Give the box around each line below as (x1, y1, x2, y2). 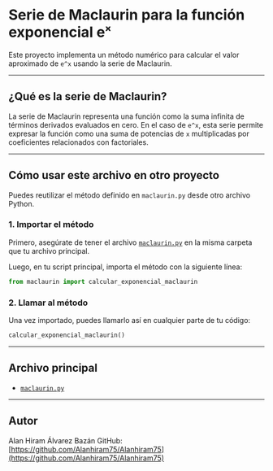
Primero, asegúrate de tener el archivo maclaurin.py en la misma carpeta (8, 238, 253, 247)
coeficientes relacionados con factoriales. (8, 137, 149, 147)
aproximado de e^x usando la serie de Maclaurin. (8, 59, 172, 68)
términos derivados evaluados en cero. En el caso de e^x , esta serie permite (8, 120, 264, 129)
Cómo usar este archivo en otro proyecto (8, 168, 219, 182)
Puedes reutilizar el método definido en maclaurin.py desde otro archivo (8, 190, 250, 200)
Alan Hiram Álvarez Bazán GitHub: (8, 435, 123, 445)
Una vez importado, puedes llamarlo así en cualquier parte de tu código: (8, 316, 250, 325)
